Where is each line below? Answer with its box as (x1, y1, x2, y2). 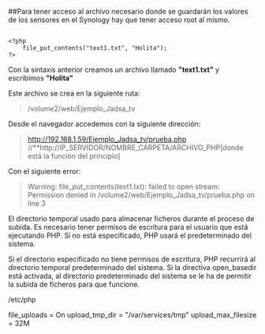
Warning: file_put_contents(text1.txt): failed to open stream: (27, 182, 220, 191)
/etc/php (8, 295, 37, 304)
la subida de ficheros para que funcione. (8, 280, 140, 289)
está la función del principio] (27, 152, 121, 160)
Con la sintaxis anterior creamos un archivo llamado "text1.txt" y (8, 65, 219, 74)
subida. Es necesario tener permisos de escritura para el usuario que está (8, 223, 248, 231)
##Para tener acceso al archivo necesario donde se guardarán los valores (8, 7, 248, 16)
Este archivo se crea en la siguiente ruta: (8, 88, 140, 98)
